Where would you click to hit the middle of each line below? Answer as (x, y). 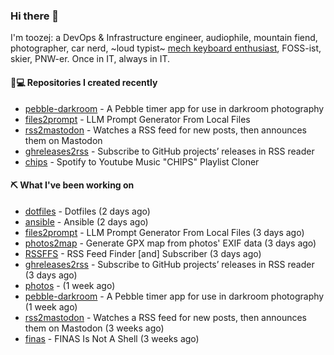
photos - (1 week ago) (70, 285)
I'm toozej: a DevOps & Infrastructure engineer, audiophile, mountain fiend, (164, 38)
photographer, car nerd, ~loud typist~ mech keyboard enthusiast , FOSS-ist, (166, 48)
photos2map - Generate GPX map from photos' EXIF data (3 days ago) (170, 243)
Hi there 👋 (35, 16)
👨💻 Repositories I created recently (84, 82)
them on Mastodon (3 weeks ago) (94, 328)
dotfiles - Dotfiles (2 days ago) (87, 211)
